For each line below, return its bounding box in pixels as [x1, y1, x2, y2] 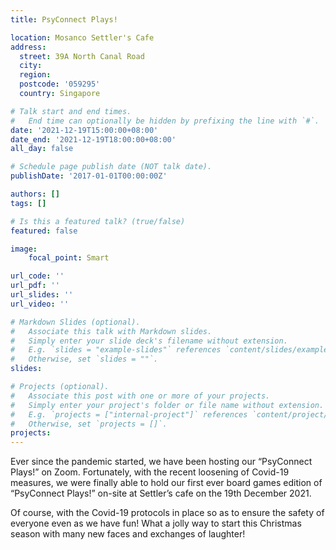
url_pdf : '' [10, 281, 60, 291]
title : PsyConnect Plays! [10, 14, 118, 25]
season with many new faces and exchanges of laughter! [10, 528, 246, 540]
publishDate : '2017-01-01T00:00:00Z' [10, 171, 168, 181]
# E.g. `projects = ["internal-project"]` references [10, 409, 248, 420]
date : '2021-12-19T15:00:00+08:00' [10, 125, 159, 135]
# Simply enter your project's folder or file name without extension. [10, 400, 325, 410]
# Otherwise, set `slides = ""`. [10, 354, 159, 365]
